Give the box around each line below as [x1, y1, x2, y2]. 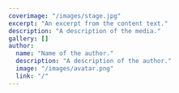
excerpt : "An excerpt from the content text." [8, 19, 168, 27]
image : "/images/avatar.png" [15, 65, 114, 73]
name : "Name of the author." [15, 49, 114, 57]
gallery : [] [8, 34, 49, 43]
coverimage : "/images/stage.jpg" [8, 11, 121, 20]
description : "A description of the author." [15, 57, 173, 66]
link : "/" [15, 72, 49, 80]
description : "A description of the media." [8, 27, 161, 35]
